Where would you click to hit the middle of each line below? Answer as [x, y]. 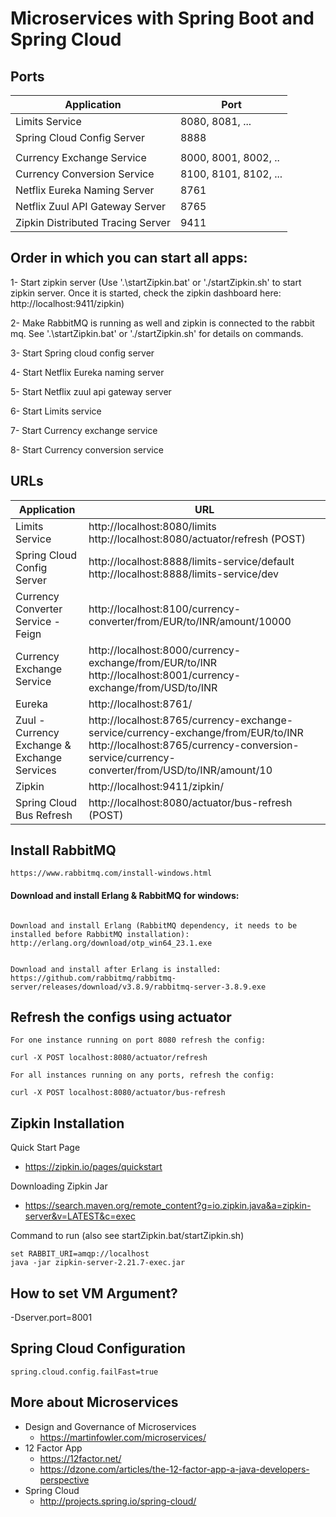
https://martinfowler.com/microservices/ [123, 1437]
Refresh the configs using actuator [121, 1017]
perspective [64, 1479]
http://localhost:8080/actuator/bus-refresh [190, 802]
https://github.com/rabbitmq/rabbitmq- [93, 978]
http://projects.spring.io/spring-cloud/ [118, 1501]
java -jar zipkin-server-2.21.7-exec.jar [98, 1263]
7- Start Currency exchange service [84, 430]
